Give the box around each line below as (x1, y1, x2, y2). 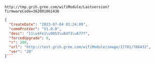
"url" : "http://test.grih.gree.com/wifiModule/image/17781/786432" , (9, 44, 151, 50)
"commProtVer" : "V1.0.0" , (9, 26, 62, 31)
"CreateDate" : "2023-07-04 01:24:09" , (9, 22, 88, 27)
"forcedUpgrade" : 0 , (9, 36, 51, 41)
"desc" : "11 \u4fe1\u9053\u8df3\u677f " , (9, 31, 90, 36)
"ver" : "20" (9, 49, 34, 54)
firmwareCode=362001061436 (4, 9, 59, 14)
